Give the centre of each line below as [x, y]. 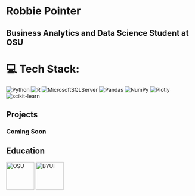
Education [26, 151]
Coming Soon [26, 131]
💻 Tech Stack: [43, 69]
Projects [22, 114]
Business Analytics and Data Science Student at [97, 33]
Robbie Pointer [44, 11]
